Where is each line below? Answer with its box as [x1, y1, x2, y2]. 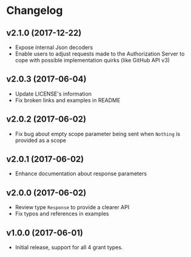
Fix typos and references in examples [15, 210, 109, 218]
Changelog [6, 4, 63, 18]
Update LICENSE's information [15, 90, 92, 97]
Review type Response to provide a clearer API [15, 204, 130, 211]
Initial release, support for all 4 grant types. [15, 244, 123, 251]
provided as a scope [15, 137, 67, 144]
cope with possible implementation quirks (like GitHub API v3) [15, 57, 170, 63]
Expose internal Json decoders [15, 44, 93, 51]
